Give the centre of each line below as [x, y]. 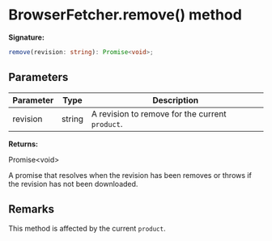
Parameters [38, 77]
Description [176, 100]
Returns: [23, 144]
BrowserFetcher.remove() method [125, 15]
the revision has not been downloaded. [73, 184]
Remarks [32, 209]
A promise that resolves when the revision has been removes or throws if [130, 175]
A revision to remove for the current [159, 113]
